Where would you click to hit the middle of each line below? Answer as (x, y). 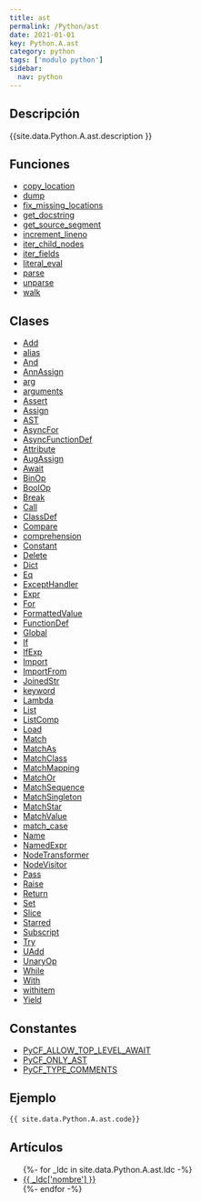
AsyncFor (40, 430)
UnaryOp (40, 961)
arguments (43, 391)
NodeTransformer (55, 855)
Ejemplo (33, 1098)
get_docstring (49, 215)
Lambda (38, 700)
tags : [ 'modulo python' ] (56, 60)
